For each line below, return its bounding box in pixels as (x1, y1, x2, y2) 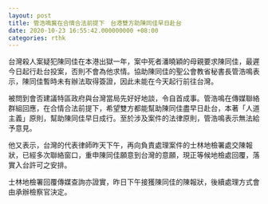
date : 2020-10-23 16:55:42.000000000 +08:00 (8, 26, 159, 34)
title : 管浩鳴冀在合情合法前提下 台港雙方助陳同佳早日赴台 (8, 19, 182, 27)
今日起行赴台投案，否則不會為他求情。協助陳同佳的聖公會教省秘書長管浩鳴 (8, 67, 253, 76)
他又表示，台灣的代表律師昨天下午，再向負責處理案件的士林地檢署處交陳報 (8, 140, 253, 150)
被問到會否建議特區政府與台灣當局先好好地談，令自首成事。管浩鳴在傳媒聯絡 (8, 93, 260, 104)
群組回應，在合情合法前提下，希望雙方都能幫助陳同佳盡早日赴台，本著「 (8, 104, 246, 113)
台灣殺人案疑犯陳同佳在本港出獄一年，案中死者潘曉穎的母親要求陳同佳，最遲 (8, 57, 260, 66)
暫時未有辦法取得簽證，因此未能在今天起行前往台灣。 (42, 76, 218, 86)
